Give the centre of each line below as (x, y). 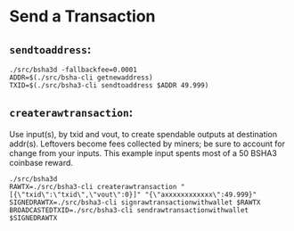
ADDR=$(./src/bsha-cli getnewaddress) (81, 78)
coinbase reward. (41, 162)
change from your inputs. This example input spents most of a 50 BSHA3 (143, 153)
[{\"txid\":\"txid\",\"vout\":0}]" (75, 194)
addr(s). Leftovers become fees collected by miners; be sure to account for (147, 144)
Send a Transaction (82, 16)
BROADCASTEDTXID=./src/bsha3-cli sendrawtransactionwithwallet (129, 210)
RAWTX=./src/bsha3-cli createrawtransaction (93, 186)
